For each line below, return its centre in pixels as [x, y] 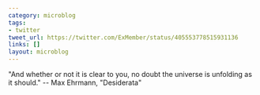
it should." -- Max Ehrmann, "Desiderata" [75, 82]
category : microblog [42, 15]
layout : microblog [38, 52]
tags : [17, 23]
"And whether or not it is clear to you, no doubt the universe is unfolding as [130, 74]
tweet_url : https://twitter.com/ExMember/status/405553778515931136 [123, 37]
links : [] [24, 45]
